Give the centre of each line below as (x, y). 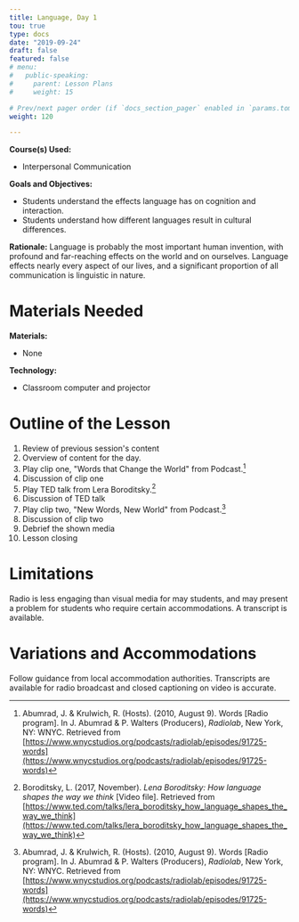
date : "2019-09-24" (45, 42)
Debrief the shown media (69, 529)
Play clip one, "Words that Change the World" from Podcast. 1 (134, 468)
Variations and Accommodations (133, 653)
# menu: (24, 68)
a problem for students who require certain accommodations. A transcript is (148, 608)
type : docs (29, 34)
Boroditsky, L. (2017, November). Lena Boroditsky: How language (141, 787)
